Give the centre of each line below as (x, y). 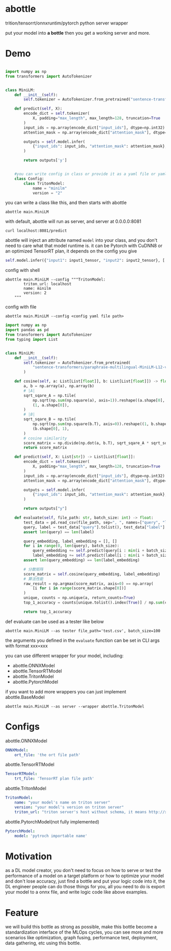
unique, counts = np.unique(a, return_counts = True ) (80, 598)
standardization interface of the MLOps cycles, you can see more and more (84, 932)
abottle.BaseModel (25, 697)
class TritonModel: (44, 183)
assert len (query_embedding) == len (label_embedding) (82, 560)
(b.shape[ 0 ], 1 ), (51, 429)
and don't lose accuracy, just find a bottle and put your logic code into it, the (85, 881)
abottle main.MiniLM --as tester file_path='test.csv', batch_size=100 (83, 631)
